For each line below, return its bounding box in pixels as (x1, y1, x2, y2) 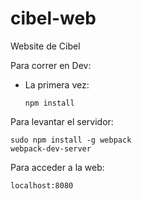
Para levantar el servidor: (10, 115, 114, 127)
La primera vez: (24, 78, 90, 91)
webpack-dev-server (10, 143, 92, 154)
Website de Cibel (10, 40, 81, 52)
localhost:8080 (10, 180, 74, 191)
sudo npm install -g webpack (10, 135, 132, 145)
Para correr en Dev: (10, 59, 92, 71)
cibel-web (10, 7, 97, 30)
